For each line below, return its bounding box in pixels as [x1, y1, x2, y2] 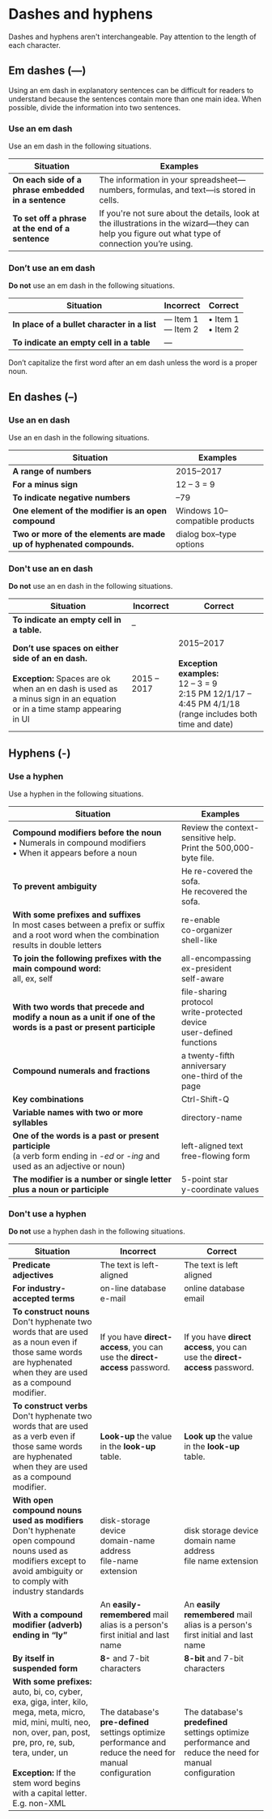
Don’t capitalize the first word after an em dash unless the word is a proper [8, 358, 257, 367]
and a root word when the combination [12, 929, 159, 941]
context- [225, 822, 260, 834]
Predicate [12, 1259, 51, 1271]
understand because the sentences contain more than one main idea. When [8, 94, 261, 104]
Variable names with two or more [12, 1107, 143, 1118]
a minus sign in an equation [12, 693, 117, 705]
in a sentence [12, 195, 66, 206]
